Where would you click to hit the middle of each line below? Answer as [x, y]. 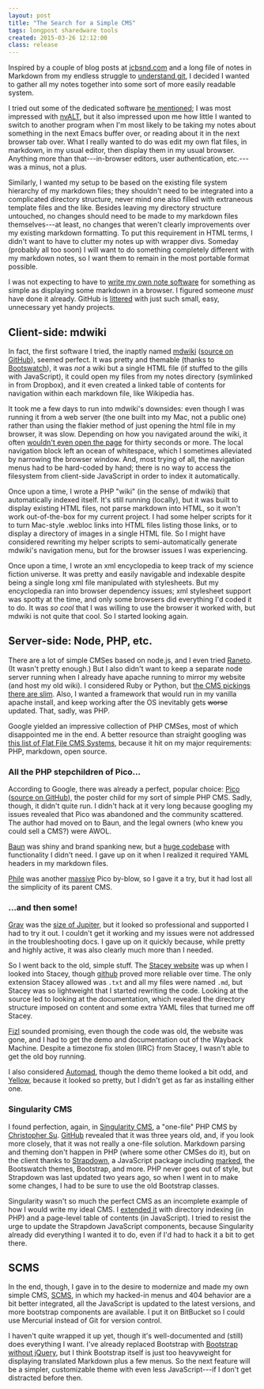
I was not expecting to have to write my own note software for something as [132, 282]
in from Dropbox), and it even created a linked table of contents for [117, 384]
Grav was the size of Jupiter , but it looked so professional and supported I [128, 925]
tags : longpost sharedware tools [63, 30]
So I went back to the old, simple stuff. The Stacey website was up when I [128, 965]
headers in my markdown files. [58, 864]
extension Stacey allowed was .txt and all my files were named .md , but [126, 983]
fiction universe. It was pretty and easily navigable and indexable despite [127, 574]
